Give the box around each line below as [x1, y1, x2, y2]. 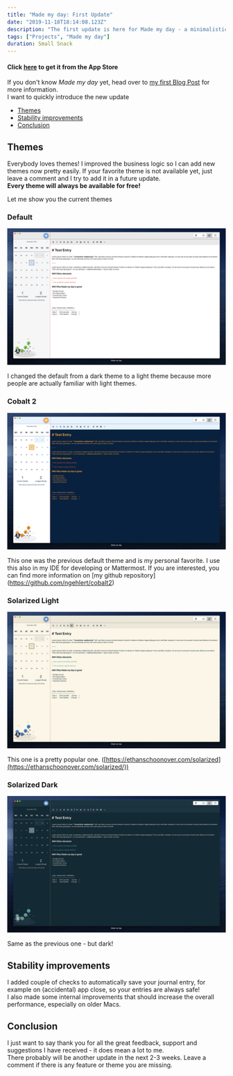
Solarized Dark [7, 780, 58, 790]
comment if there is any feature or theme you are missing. [7, 1061, 173, 1069]
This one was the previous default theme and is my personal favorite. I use [7, 556, 221, 564]
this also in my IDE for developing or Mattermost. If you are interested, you [7, 564, 220, 572]
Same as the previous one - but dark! [7, 939, 114, 948]
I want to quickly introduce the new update [7, 93, 130, 101]
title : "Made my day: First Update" [7, 11, 113, 18]
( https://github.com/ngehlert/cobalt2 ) [7, 578, 114, 587]
